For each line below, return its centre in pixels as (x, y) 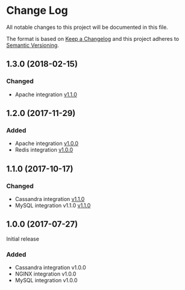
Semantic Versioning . (33, 45)
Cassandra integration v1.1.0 (50, 199)
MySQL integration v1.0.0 (46, 280)
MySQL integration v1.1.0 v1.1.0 (53, 205)
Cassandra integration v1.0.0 (50, 268)
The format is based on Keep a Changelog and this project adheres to (93, 39)
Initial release (23, 239)
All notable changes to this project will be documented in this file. (87, 27)
